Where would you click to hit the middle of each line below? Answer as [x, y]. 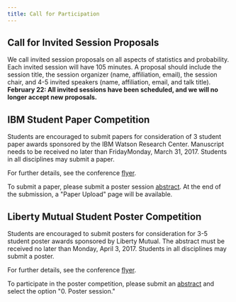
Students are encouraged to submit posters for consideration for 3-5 [107, 234]
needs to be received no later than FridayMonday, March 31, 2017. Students [117, 152]
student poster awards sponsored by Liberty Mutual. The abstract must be [116, 241]
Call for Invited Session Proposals [83, 43]
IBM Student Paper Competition [79, 119]
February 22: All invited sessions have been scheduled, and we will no [113, 90]
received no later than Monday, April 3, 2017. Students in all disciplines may [117, 249]
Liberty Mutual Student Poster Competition [105, 217]
